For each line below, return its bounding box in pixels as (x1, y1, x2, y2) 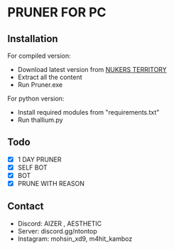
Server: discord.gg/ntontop (17, 226, 97, 235)
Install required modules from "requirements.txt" (17, 108, 160, 116)
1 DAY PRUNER (17, 155, 62, 164)
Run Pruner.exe (17, 80, 62, 89)
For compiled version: (7, 51, 71, 60)
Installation (7, 33, 58, 45)
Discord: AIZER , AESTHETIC (17, 219, 102, 228)
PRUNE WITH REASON (17, 179, 85, 187)
